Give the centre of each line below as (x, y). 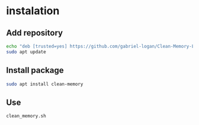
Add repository (35, 33)
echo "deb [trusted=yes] (37, 46)
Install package (35, 70)
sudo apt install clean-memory (45, 84)
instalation (33, 11)
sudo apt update (26, 52)
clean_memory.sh (26, 116)
